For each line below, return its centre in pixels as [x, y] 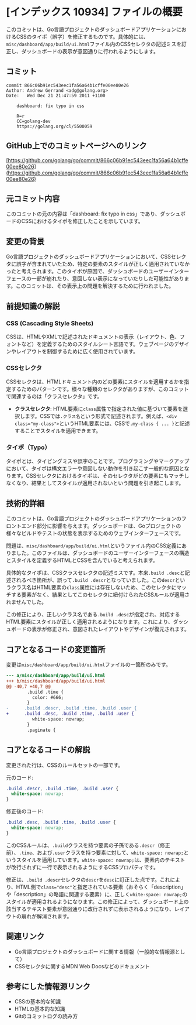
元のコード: [20, 777]
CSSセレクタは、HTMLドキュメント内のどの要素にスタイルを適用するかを [95, 382]
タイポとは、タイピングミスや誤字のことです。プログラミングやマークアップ [98, 461]
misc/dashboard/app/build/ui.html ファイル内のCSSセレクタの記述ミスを [94, 44]
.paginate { [42, 730]
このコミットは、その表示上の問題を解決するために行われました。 [94, 286]
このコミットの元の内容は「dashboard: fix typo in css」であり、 [83, 214]
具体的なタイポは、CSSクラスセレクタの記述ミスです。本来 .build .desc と [95, 573]
